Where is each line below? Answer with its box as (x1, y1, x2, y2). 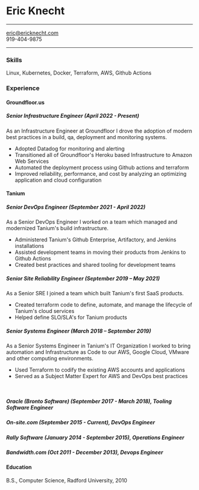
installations (14, 243, 44, 250)
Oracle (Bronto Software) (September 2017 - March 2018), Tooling (6, 398, 172, 405)
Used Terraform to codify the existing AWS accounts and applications (14, 366, 185, 373)
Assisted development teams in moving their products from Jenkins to (14, 249, 187, 256)
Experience (6, 84, 40, 92)
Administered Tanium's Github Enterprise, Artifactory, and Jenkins (14, 236, 176, 243)
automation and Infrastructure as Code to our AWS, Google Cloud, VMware (6, 349, 190, 356)
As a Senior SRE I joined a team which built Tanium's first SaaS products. (6, 290, 184, 297)
